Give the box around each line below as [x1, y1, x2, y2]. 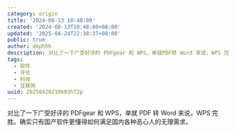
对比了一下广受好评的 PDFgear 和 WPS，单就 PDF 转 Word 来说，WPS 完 [7, 109, 219, 117]
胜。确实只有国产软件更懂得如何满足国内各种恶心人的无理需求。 [7, 117, 192, 126]
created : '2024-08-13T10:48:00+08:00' [7, 23, 121, 30]
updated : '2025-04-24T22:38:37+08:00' [7, 29, 121, 37]
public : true [7, 37, 46, 44]
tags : [7, 56, 23, 63]
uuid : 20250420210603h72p [7, 88, 83, 95]
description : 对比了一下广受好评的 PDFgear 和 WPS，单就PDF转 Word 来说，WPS [7, 50, 221, 57]
